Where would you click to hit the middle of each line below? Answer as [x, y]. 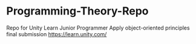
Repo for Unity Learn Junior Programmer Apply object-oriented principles [98, 28]
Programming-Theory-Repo [77, 11]
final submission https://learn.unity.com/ [57, 34]
